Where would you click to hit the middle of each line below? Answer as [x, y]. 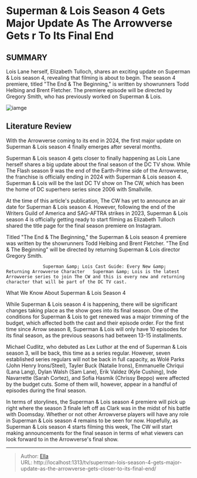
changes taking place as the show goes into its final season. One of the [92, 310]
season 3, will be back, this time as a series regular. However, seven [88, 353]
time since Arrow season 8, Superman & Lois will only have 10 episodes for [96, 329]
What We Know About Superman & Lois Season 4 [66, 292]
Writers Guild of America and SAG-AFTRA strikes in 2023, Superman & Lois [97, 213]
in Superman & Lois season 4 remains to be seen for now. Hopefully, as [92, 420]
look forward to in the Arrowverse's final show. [62, 439]
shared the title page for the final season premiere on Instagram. [84, 225]
